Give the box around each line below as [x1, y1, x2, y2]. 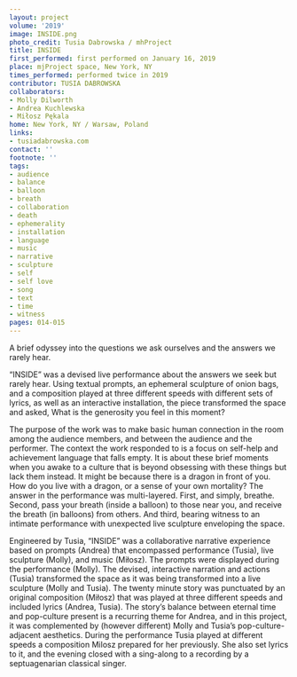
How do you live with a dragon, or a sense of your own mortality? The [9, 481, 264, 491]
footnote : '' [9, 153, 58, 162]
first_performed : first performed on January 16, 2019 [9, 54, 216, 63]
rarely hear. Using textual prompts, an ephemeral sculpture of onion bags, [9, 379, 279, 389]
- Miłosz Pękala [9, 112, 69, 121]
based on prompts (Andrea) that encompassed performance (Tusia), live [9, 545, 275, 555]
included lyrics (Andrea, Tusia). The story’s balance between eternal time [9, 602, 277, 612]
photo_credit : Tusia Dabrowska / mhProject [9, 37, 173, 47]
